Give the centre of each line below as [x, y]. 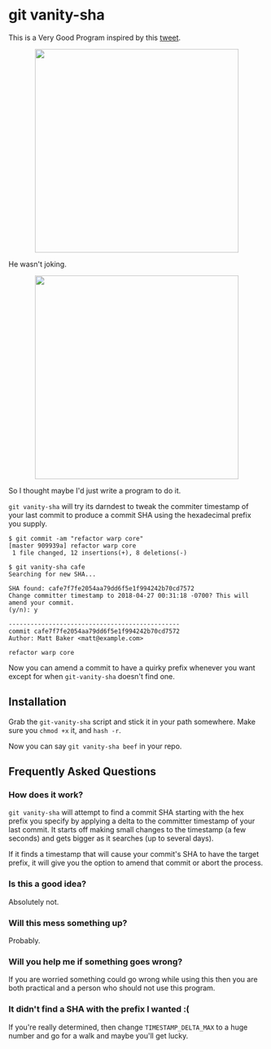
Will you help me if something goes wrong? [96, 961]
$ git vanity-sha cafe [47, 567]
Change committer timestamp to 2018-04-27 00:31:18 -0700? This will [129, 595]
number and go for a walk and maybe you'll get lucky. [98, 1035]
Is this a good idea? [48, 884]
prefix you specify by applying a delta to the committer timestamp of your [132, 821]
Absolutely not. [34, 902]
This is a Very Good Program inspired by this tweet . [95, 37]
